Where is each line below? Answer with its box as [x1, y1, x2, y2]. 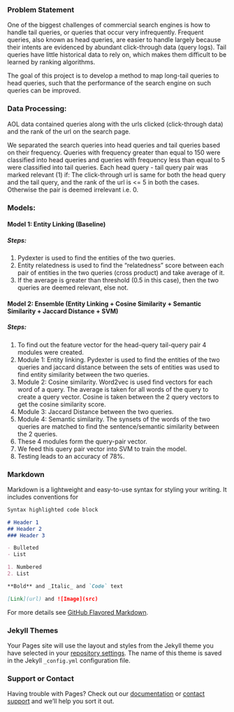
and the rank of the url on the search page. [7, 127, 131, 136]
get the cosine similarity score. [17, 400, 106, 408]
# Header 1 [7, 519, 39, 526]
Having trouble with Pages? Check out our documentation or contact [7, 690, 205, 698]
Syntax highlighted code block [7, 506, 98, 513]
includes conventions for [7, 492, 79, 501]
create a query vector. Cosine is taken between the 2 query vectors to [17, 392, 219, 401]
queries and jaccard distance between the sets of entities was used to [17, 362, 220, 371]
